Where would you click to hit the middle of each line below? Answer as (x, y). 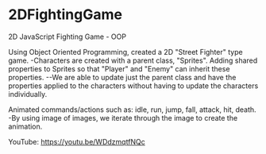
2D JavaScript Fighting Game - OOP (67, 37)
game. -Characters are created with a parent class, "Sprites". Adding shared (133, 60)
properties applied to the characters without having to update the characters (133, 86)
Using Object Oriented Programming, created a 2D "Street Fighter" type (126, 52)
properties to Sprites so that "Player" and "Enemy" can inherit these (119, 68)
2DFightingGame (66, 15)
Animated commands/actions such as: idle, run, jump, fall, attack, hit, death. (132, 110)
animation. (25, 126)
